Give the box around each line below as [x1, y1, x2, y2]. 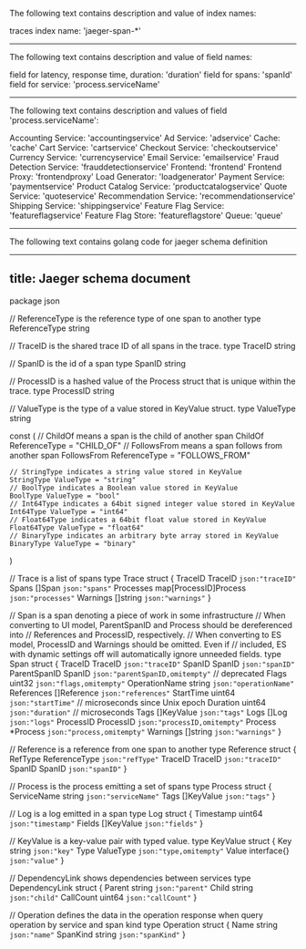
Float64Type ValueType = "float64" [9, 523, 145, 532]
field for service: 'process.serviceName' [9, 79, 160, 89]
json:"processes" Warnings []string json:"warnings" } [9, 592, 211, 603]
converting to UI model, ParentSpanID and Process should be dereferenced [9, 619, 293, 630]
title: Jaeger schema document [9, 271, 191, 286]
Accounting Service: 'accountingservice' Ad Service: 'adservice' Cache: [9, 132, 280, 143]
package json [9, 295, 61, 306]
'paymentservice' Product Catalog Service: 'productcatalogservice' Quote [9, 181, 288, 191]
